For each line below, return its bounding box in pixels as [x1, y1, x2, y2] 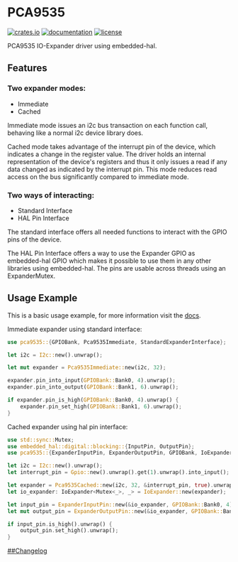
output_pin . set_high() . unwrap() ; [20, 527, 119, 534]
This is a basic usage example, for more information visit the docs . [7, 310, 201, 320]
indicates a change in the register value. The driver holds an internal [7, 150, 206, 158]
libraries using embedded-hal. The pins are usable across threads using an [7, 264, 227, 272]
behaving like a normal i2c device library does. [7, 129, 144, 137]
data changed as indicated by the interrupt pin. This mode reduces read [7, 165, 217, 173]
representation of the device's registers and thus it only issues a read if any [7, 157, 228, 166]
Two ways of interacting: [7, 190, 95, 200]
